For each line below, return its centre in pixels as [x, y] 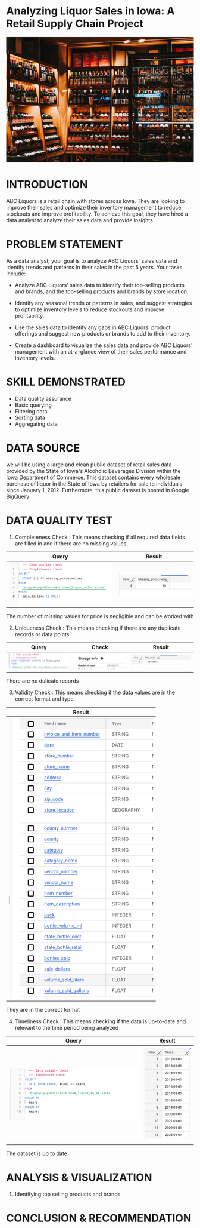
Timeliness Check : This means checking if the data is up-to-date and [100, 1021]
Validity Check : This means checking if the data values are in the [95, 693]
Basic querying [33, 405]
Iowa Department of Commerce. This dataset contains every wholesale [93, 477]
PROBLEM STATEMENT [65, 245]
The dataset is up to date [37, 1153]
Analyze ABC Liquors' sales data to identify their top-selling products [99, 285]
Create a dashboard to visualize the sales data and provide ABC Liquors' [104, 345]
